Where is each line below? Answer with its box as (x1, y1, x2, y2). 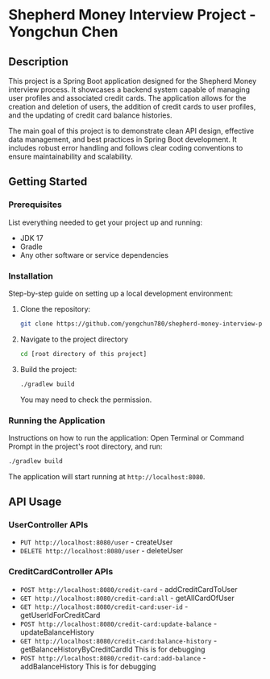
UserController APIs (8, 520, 89, 531)
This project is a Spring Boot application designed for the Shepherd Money (8, 77, 257, 85)
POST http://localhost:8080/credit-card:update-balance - (19, 619, 218, 628)
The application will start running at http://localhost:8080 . (8, 471, 206, 481)
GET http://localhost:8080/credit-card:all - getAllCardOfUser (19, 593, 235, 602)
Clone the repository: (19, 304, 91, 313)
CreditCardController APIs (8, 566, 114, 578)
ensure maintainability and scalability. (8, 151, 133, 161)
